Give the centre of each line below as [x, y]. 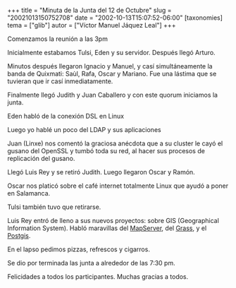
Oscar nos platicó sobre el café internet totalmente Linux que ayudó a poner [118, 186]
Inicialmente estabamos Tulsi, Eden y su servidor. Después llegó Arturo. [112, 53]
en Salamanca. [29, 193]
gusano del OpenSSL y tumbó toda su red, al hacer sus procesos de [106, 151]
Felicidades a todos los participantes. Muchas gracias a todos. [98, 277]
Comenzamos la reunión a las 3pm [57, 39]
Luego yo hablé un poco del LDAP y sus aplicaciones [84, 130]
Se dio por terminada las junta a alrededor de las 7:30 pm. [91, 263]
